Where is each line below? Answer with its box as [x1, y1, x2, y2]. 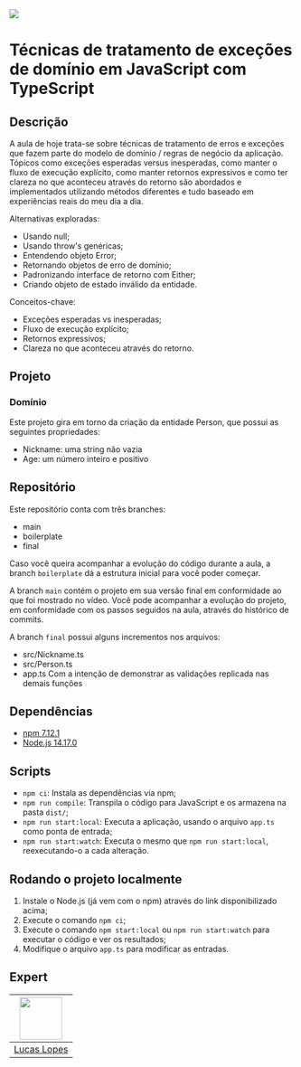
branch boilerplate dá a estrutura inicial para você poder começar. [9, 567, 261, 578]
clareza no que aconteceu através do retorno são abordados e [9, 176, 242, 187]
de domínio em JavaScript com [9, 59, 247, 80]
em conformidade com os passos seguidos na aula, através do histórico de [9, 604, 289, 615]
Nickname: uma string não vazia [22, 443, 143, 455]
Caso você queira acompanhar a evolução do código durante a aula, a [9, 558, 271, 569]
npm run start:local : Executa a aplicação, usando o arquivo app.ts [22, 817, 275, 827]
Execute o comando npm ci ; [22, 914, 127, 925]
